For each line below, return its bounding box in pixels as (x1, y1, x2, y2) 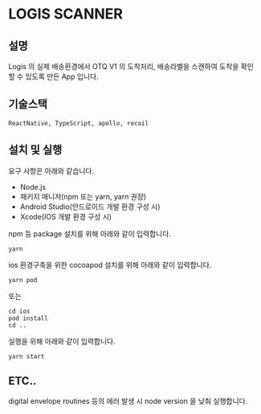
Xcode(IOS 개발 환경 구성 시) (19, 211, 112, 221)
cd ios (8, 307, 31, 315)
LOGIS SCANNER (8, 5, 123, 23)
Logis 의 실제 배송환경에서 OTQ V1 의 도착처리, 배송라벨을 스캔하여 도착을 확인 (8, 62, 255, 71)
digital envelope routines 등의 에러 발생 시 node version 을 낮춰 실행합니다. (8, 396, 248, 406)
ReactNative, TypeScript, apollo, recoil (8, 119, 149, 127)
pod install (8, 314, 48, 322)
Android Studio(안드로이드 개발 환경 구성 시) (19, 202, 161, 211)
